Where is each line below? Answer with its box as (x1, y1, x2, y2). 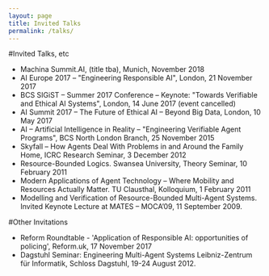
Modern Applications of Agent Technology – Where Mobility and (19, 176, 234, 186)
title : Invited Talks (8, 19, 82, 27)
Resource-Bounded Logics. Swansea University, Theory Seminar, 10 (19, 159, 248, 169)
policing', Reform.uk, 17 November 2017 (19, 241, 152, 251)
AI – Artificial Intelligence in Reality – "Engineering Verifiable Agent (19, 124, 242, 134)
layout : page (8, 11, 53, 20)
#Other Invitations (8, 217, 69, 227)
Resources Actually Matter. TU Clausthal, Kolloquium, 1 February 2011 (19, 185, 251, 194)
